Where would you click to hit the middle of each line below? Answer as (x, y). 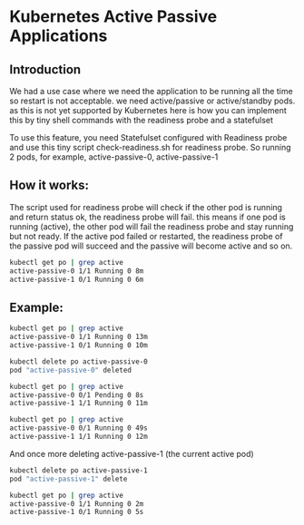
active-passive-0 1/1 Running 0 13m (78, 337)
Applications (59, 36)
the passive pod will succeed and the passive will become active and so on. (151, 246)
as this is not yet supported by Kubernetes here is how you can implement (148, 110)
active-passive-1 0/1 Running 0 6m (77, 279)
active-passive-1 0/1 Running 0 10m (78, 345)
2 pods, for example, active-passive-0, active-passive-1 (114, 157)
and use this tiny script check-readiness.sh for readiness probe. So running (151, 147)
